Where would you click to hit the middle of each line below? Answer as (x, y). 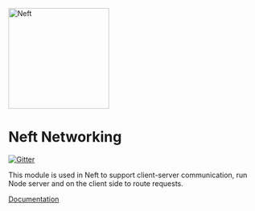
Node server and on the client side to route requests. (96, 183)
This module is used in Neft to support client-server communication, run (128, 175)
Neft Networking (65, 137)
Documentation (34, 199)
